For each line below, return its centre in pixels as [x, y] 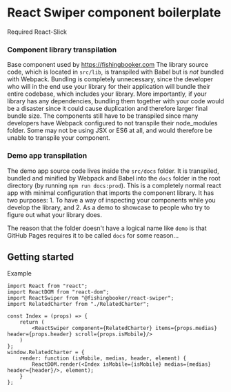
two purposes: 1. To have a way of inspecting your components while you [111, 200]
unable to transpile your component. [59, 138]
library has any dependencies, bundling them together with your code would [115, 101]
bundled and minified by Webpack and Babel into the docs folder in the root [114, 178]
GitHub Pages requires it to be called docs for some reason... [93, 235]
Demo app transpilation [47, 156]
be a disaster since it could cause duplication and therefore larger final [108, 109]
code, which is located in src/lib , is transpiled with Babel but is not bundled [115, 72]
